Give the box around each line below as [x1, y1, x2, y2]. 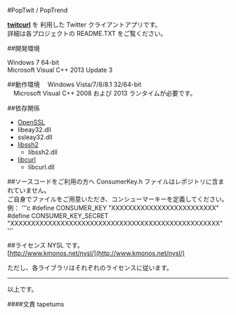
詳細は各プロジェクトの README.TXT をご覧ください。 [7, 30, 167, 37]
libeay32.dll [17, 126, 51, 134]
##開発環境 [7, 44, 40, 52]
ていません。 [13, 186, 51, 194]
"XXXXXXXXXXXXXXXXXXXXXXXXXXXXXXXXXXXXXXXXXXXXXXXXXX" [7, 219, 223, 227]
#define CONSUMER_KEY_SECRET [7, 212, 109, 220]
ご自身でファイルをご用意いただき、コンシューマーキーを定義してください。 [7, 195, 228, 203]
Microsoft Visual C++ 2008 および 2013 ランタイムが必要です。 [13, 89, 197, 97]
